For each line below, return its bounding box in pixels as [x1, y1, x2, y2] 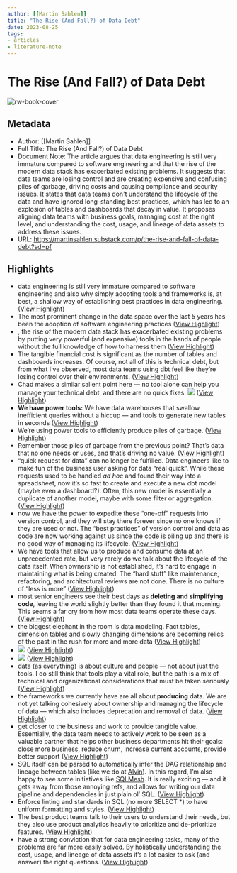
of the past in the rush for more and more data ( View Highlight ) [17, 637, 202, 646]
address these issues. [17, 227, 82, 236]
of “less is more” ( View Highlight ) [17, 584, 115, 593]
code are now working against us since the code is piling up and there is [17, 532, 229, 540]
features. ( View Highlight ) [17, 828, 93, 836]
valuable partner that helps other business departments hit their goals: [17, 737, 224, 745]
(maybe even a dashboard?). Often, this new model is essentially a [17, 486, 212, 495]
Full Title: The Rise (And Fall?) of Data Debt [17, 144, 144, 153]
